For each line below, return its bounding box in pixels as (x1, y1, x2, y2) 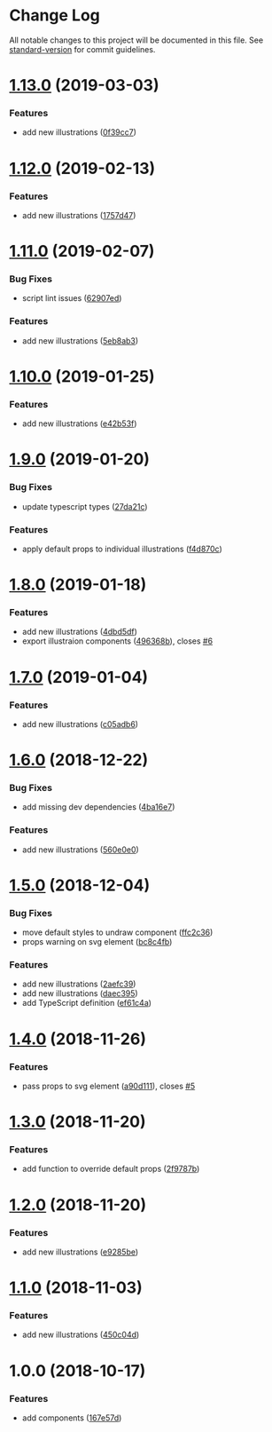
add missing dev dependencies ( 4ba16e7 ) (21, 802, 175, 812)
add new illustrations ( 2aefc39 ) (21, 978, 136, 990)
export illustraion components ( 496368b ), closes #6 (21, 636, 214, 646)
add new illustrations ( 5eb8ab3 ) (21, 335, 139, 346)
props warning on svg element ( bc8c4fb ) (21, 937, 173, 947)
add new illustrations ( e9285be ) (21, 1246, 139, 1257)
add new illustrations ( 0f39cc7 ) (21, 127, 137, 138)
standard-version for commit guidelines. (9, 44, 156, 54)
